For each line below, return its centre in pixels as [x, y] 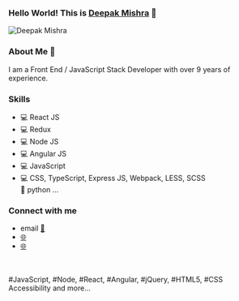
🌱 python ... [39, 189]
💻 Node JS [39, 141]
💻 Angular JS [43, 153]
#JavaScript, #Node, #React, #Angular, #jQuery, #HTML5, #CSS [116, 280]
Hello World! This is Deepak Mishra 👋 [83, 13]
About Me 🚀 [32, 52]
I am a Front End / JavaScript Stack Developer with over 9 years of [119, 69]
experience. [28, 78]
